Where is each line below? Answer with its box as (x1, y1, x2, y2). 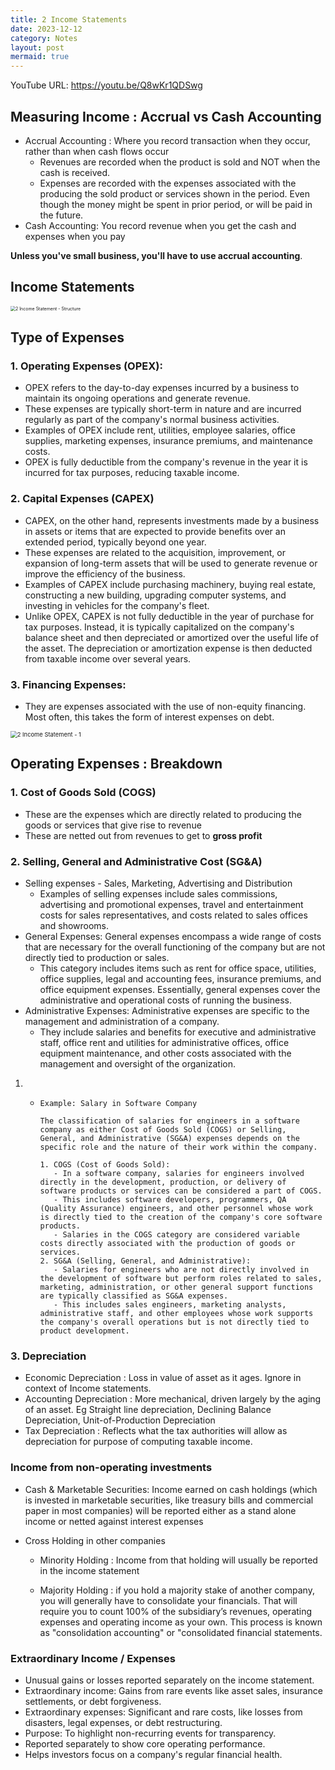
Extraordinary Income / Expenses (10, 1651, 176, 1665)
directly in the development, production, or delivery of (39, 1177, 287, 1188)
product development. (39, 1326, 130, 1336)
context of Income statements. (24, 1382, 152, 1395)
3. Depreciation (10, 1349, 87, 1363)
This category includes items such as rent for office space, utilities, (39, 962, 317, 975)
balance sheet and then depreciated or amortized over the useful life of (24, 631, 319, 643)
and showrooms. (39, 920, 110, 932)
